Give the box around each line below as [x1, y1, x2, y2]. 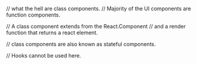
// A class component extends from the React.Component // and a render [6, 23, 186, 30]
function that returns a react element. [6, 29, 98, 36]
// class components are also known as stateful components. [6, 41, 156, 47]
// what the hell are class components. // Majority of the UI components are [6, 5, 191, 12]
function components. [6, 11, 61, 18]
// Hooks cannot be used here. [6, 52, 82, 59]
